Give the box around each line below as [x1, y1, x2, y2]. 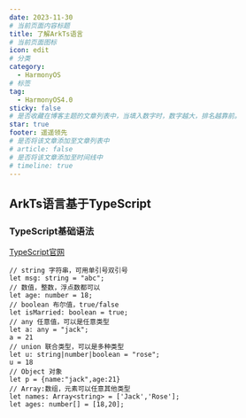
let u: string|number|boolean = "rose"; [9, 351, 161, 360]
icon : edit [9, 46, 50, 55]
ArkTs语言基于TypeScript [9, 196, 152, 211]
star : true [9, 120, 50, 129]
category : [9, 63, 46, 72]
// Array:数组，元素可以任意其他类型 [9, 384, 131, 394]
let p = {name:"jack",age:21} [9, 375, 121, 384]
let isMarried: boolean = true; [9, 308, 128, 317]
